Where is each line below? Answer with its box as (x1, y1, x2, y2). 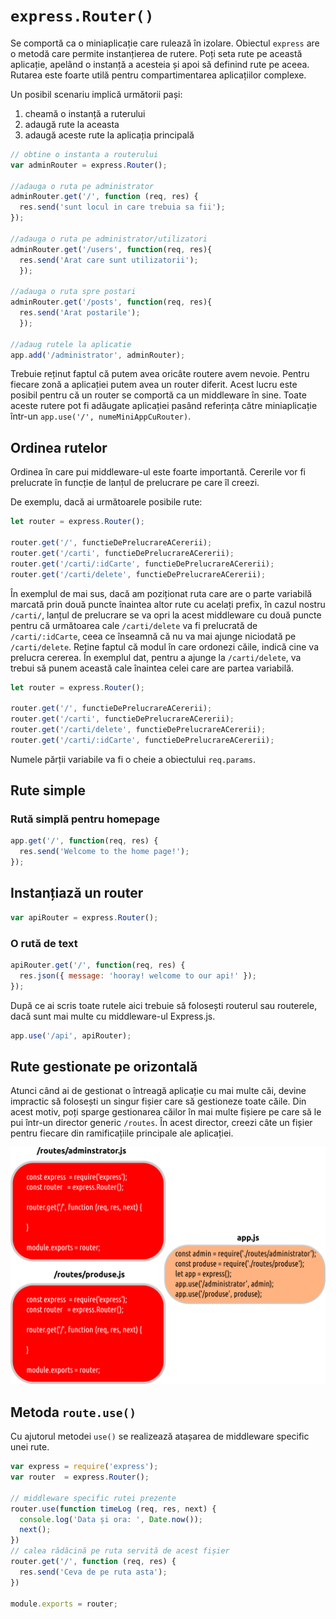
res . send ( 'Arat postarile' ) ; (19, 308, 141, 318)
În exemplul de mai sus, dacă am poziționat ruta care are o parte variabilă (10, 587, 313, 599)
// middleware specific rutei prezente (10, 1493, 177, 1503)
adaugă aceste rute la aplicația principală (24, 129, 195, 141)
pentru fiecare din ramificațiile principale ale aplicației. (10, 1127, 234, 1139)
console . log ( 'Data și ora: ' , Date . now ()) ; (19, 1514, 203, 1524)
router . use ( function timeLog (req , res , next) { (10, 1504, 217, 1514)
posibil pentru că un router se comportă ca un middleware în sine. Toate (10, 389, 307, 401)
